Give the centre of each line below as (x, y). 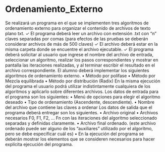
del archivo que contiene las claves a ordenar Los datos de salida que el (79, 107)
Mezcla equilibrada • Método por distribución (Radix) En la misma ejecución (83, 81)
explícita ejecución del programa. (39, 144)
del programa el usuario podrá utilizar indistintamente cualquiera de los (78, 86)
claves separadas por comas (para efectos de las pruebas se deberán (77, 39)
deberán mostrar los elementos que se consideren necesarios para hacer (80, 139)
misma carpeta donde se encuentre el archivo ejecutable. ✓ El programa (79, 49)
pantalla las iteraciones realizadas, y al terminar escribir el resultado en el (80, 65)
